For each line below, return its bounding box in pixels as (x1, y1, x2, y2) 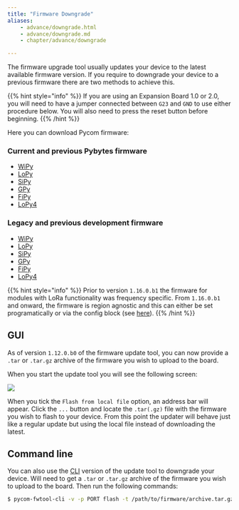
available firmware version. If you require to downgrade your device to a (7, 71, 219, 79)
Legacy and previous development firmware (7, 218, 164, 228)
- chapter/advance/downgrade (20, 37, 107, 44)
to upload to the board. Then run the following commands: (7, 482, 179, 491)
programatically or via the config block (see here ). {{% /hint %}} (7, 308, 196, 317)
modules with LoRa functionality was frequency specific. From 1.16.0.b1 (7, 293, 221, 302)
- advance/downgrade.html (20, 24, 97, 31)
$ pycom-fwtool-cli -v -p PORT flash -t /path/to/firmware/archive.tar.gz (7, 496, 234, 503)
